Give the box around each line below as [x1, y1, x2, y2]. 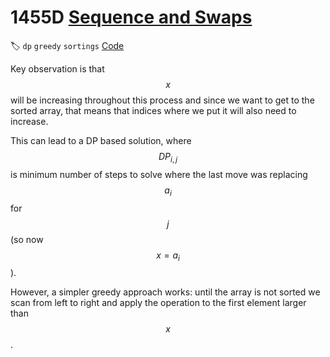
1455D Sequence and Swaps [10, 6, 253, 29]
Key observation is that [10, 62, 105, 75]
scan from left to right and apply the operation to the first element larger [10, 297, 307, 309]
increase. [10, 115, 49, 127]
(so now [10, 233, 44, 245]
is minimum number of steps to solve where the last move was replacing [10, 168, 308, 180]
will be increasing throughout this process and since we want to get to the [10, 94, 315, 106]
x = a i [156, 249, 180, 263]
